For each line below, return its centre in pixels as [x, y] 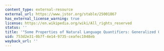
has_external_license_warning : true [42, 18]
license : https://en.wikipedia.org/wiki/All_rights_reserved [69, 23]
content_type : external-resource [39, 9]
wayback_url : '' [21, 41]
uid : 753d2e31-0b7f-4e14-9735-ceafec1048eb [50, 37]
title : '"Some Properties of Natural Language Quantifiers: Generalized [81, 32]
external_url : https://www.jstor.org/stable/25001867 [61, 14]
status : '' [16, 28]
